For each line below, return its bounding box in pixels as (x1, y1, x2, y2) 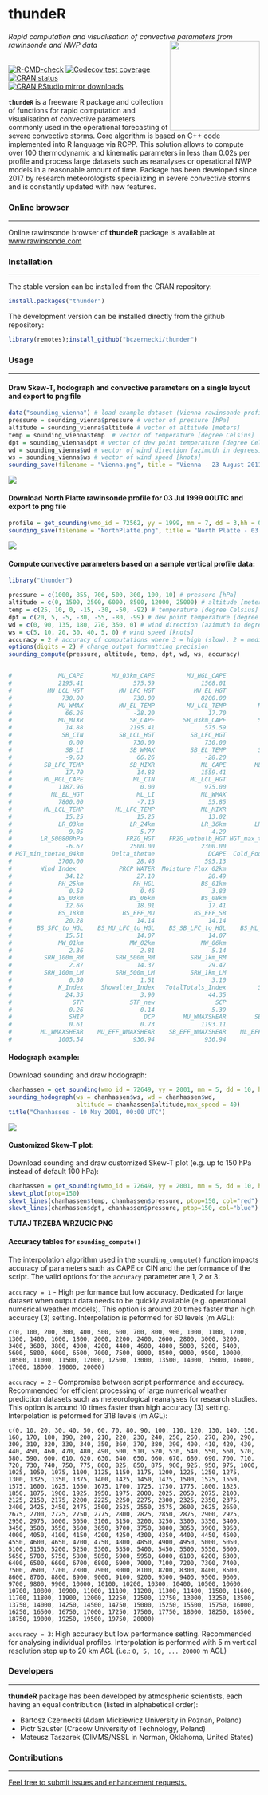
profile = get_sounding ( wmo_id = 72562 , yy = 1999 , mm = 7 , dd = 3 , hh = (8, 520, 255, 528)
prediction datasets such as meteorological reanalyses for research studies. (8, 1394, 258, 1403)
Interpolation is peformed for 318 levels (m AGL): (8, 1410, 168, 1421)
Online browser (8, 202, 69, 213)
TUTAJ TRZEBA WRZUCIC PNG (8, 1219, 114, 1228)
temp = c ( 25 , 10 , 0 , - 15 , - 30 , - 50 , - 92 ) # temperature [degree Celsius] (8, 606, 259, 615)
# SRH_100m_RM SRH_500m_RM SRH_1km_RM (8, 954, 227, 962)
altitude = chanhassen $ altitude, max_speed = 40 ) (76, 1101, 241, 1109)
